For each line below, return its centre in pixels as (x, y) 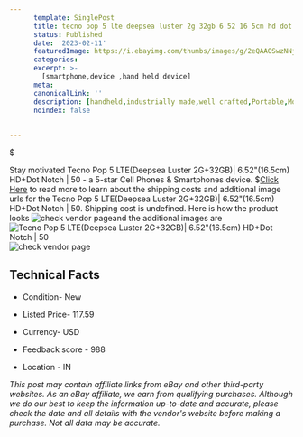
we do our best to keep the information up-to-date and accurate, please (144, 404)
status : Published (68, 34)
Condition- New (52, 297)
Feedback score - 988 (64, 349)
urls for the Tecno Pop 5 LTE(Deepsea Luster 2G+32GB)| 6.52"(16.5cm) (142, 199)
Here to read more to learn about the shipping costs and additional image (145, 189)
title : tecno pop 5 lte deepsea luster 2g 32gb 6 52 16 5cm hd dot (163, 26)
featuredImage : (62, 51)
